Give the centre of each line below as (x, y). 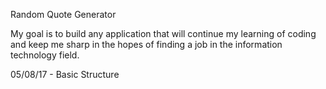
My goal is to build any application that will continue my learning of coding (163, 33)
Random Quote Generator (63, 14)
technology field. (45, 55)
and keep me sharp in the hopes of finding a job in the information (146, 44)
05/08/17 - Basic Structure (65, 74)
